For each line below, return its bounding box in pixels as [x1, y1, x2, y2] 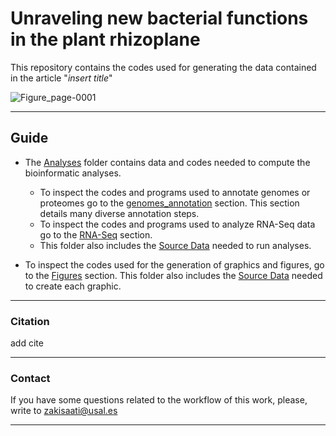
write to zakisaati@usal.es [10, 405, 118, 417]
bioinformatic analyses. [24, 167, 122, 179]
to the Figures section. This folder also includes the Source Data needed [24, 269, 323, 281]
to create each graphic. [24, 280, 122, 292]
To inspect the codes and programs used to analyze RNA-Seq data [39, 218, 316, 230]
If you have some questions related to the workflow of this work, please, [10, 394, 308, 406]
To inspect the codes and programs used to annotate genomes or [39, 186, 311, 198]
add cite [10, 337, 44, 349]
